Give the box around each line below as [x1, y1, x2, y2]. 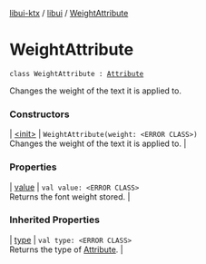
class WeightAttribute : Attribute [9, 69, 144, 78]
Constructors [9, 108, 70, 121]
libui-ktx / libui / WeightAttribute [9, 8, 129, 18]
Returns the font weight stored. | [9, 191, 131, 202]
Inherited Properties [9, 213, 100, 226]
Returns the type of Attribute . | [9, 244, 124, 255]
